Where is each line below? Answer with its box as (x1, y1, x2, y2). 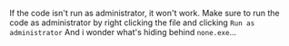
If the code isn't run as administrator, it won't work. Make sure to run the (9, 8, 280, 18)
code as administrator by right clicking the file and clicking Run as (9, 17, 255, 28)
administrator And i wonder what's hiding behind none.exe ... (9, 27, 237, 37)
